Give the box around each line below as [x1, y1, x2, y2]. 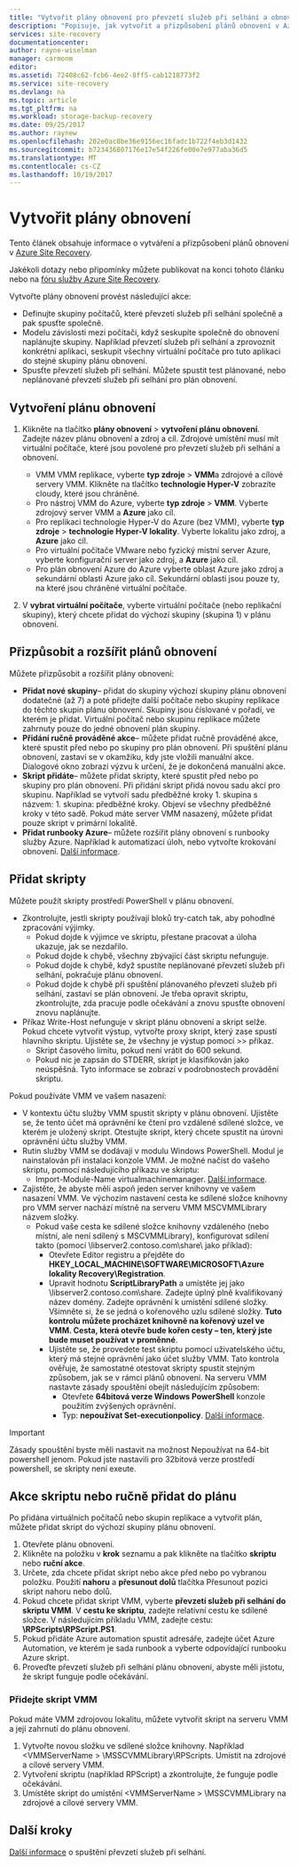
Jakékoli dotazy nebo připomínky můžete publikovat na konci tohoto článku [9, 264, 285, 276]
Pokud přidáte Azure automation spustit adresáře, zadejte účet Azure [21, 1633, 275, 1645]
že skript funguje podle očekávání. [21, 1671, 149, 1682]
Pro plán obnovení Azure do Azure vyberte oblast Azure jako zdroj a [35, 564, 284, 574]
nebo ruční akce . [21, 1558, 86, 1569]
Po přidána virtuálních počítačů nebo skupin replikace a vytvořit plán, [9, 1512, 263, 1523]
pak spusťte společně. [21, 317, 104, 329]
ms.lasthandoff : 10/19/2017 [9, 170, 114, 179]
